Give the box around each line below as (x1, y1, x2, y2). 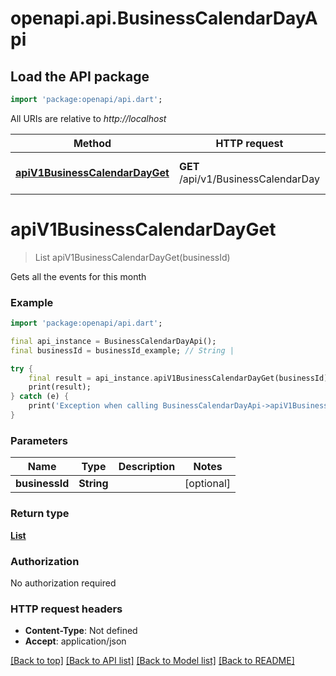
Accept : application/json (24, 635, 127, 647)
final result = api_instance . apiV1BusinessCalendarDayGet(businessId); (28, 373, 333, 383)
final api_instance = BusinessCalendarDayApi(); (10, 336, 217, 346)
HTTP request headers (10, 602, 123, 616)
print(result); (28, 382, 92, 392)
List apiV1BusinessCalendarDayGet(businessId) (34, 251, 231, 263)
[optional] (184, 477, 232, 491)
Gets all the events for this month (10, 270, 147, 282)
